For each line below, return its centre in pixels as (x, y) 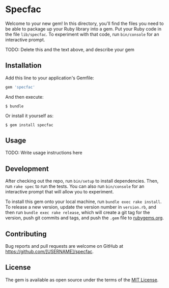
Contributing (26, 234)
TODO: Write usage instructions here (44, 153)
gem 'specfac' (20, 87)
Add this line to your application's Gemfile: (50, 78)
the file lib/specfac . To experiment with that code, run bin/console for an (82, 34)
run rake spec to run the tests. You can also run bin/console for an (75, 186)
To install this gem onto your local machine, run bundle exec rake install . (83, 201)
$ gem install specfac (29, 125)
